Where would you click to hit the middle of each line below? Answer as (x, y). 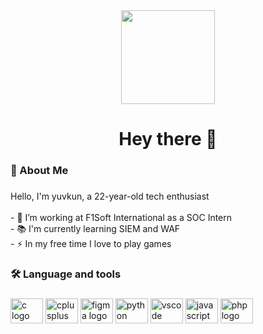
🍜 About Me (39, 171)
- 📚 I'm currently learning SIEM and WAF (95, 229)
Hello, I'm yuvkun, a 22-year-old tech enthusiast (110, 196)
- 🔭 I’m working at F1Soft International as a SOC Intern (121, 218)
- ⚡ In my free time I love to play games (91, 244)
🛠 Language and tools (66, 274)
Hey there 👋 (168, 139)
